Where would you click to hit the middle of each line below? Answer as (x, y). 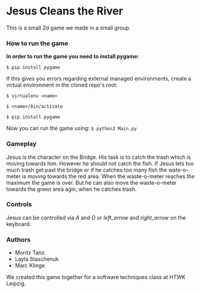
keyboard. (19, 224)
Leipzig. (16, 283)
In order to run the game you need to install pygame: (73, 57)
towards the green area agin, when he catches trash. (71, 189)
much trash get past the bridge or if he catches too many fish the (87, 170)
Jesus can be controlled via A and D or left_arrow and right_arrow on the (96, 217)
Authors (19, 239)
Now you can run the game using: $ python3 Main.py (71, 128)
